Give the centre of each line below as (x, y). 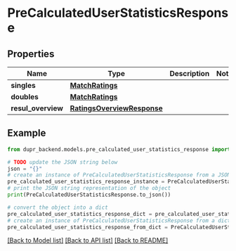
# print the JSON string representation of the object (89, 188)
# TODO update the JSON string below (63, 162)
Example (27, 133)
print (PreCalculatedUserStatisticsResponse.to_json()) (89, 195)
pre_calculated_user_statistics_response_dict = (80, 214)
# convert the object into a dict (58, 207)
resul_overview (37, 108)
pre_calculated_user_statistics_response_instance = (86, 182)
